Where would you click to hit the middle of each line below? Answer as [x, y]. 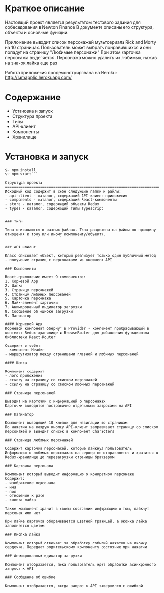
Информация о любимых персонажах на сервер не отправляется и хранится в [82, 453]
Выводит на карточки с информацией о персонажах [55, 401]
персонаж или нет [23, 513]
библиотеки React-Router [30, 337]
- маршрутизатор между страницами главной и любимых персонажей [72, 354]
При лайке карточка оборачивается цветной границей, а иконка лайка [76, 521]
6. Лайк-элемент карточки [31, 303]
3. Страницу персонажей [29, 290]
